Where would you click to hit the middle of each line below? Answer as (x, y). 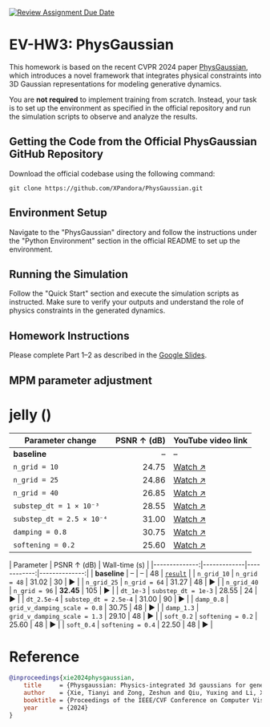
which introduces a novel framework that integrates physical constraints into (135, 75)
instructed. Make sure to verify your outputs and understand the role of (127, 302)
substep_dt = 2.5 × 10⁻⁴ (60, 519)
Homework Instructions (69, 335)
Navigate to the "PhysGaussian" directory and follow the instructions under (133, 232)
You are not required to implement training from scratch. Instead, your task (133, 99)
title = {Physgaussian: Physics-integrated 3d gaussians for (135, 685)
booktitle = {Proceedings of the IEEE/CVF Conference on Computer (137, 701)
